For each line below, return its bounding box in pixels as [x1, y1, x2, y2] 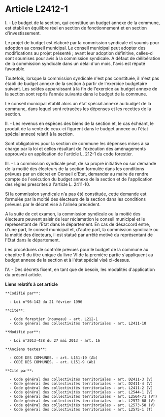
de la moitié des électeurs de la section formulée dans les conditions [5, 166, 144, 172]
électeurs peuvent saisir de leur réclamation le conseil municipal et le [5, 216, 145, 222]
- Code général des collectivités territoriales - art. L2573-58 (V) [9, 402, 155, 408]
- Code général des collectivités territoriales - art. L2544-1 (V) [9, 389, 153, 394]
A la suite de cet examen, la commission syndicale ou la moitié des [5, 210, 141, 217]
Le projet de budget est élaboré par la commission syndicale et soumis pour [5, 39, 160, 45]
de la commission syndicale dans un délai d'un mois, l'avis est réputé [5, 60, 145, 66]
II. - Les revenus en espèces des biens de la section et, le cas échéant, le [5, 120, 154, 126]
